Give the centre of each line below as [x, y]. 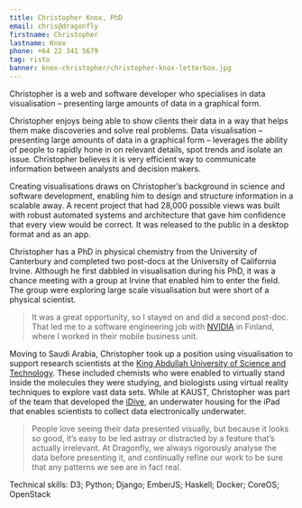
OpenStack [30, 494]
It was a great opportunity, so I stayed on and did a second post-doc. [160, 317]
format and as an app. [50, 234]
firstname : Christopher [54, 34]
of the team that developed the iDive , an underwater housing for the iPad [145, 402]
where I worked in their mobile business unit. [114, 336]
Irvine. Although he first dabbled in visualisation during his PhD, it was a [142, 271]
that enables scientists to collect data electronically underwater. [128, 411]
